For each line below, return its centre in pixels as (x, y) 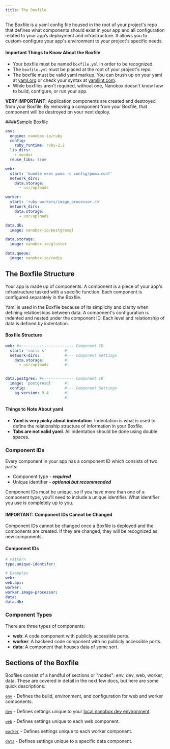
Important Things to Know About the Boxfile (53, 53)
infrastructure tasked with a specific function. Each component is (74, 291)
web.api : (15, 583)
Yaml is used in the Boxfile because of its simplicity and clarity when (77, 307)
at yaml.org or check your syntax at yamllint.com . (64, 80)
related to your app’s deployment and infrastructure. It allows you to (76, 35)
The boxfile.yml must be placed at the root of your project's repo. (82, 69)
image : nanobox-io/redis (36, 258)
